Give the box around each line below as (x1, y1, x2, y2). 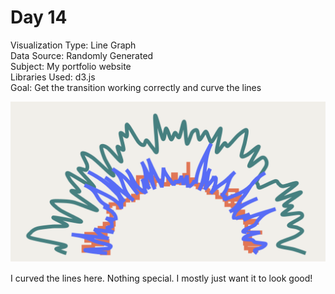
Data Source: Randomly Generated (10, 49, 154, 61)
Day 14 (10, 6, 68, 29)
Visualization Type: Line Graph (10, 39, 137, 51)
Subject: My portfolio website (10, 60, 132, 72)
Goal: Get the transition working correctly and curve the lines (10, 81, 262, 93)
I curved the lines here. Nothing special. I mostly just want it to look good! (10, 272, 313, 284)
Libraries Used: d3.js (10, 71, 96, 83)
